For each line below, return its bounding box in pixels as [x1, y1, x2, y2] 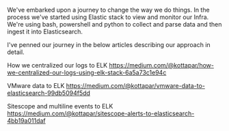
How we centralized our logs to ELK [7, 61, 108, 69]
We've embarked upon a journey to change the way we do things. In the [7, 6, 210, 14]
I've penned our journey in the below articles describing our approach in [7, 41, 211, 48]
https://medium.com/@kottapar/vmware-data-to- [66, 82, 205, 89]
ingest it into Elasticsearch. [7, 27, 83, 35]
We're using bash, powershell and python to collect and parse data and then [7, 20, 222, 28]
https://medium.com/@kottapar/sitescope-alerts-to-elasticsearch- [7, 109, 195, 117]
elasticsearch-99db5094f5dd [7, 89, 91, 97]
